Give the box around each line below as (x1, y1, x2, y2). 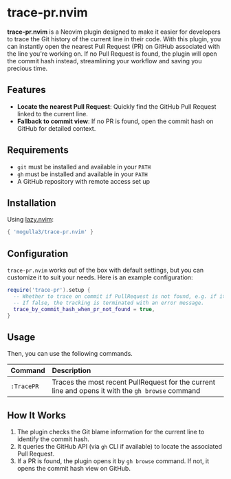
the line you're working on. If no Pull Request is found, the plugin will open (7, 50, 217, 58)
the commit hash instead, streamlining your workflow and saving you (7, 56, 202, 65)
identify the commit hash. (16, 435, 89, 443)
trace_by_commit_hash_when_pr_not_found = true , (13, 306, 155, 312)
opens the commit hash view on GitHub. (16, 465, 131, 473)
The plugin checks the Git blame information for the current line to (16, 428, 205, 436)
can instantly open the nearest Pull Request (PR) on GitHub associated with (7, 42, 220, 50)
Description (52, 366, 91, 376)
